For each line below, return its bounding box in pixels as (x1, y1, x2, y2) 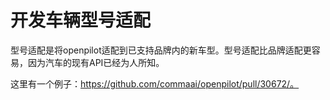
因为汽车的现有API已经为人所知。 (27, 56, 165, 68)
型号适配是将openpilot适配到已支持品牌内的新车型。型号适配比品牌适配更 (10, 44, 312, 56)
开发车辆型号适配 (10, 9, 152, 32)
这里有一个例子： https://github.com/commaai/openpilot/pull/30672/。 (10, 77, 300, 90)
